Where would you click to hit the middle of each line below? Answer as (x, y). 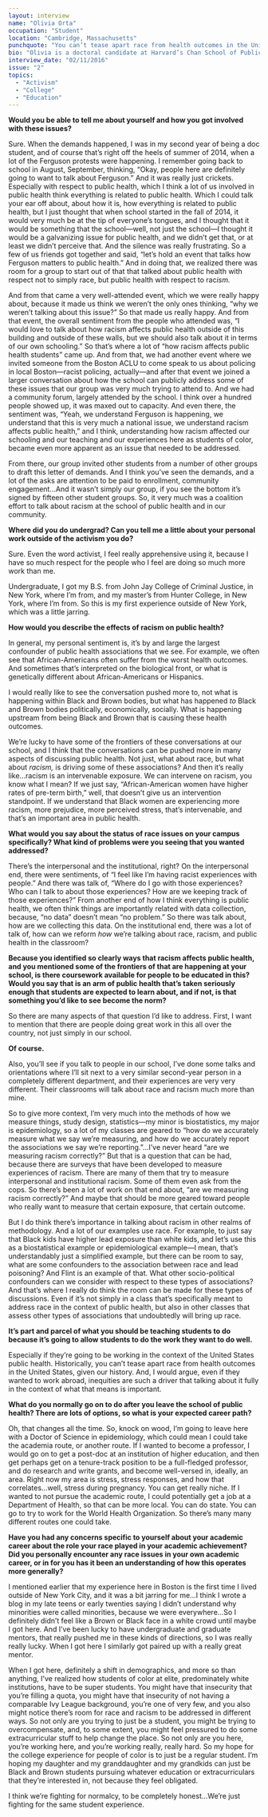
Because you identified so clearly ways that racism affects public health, (132, 958)
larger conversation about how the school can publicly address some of (126, 380)
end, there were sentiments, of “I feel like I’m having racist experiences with (133, 875)
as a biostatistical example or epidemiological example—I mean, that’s (123, 1248)
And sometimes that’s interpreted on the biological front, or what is (118, 669)
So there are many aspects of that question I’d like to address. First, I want (130, 1016)
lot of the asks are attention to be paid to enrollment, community (114, 481)
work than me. (32, 571)
